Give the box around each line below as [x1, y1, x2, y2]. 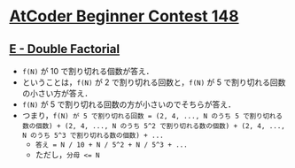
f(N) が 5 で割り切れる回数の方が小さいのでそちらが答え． [21, 99, 237, 110]
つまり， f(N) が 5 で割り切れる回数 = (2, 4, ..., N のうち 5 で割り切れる [21, 111, 283, 120]
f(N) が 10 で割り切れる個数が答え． [21, 66, 154, 76]
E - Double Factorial [9, 42, 120, 57]
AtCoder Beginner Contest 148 [9, 6, 239, 27]
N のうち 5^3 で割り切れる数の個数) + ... [21, 131, 164, 140]
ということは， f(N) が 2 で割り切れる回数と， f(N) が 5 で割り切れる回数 [21, 77, 286, 88]
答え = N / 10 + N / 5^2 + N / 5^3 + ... [35, 141, 188, 149]
